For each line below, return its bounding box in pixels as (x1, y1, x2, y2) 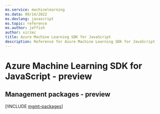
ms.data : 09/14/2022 (5, 12, 48, 17)
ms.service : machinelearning (5, 7, 65, 12)
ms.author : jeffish (5, 26, 45, 30)
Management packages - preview (5, 90, 111, 99)
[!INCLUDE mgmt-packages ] (5, 103, 63, 109)
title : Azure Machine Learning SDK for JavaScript (5, 35, 111, 40)
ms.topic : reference (5, 21, 48, 26)
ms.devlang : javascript (5, 16, 54, 21)
